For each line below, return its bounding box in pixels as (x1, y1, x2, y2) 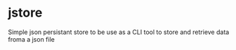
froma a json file (8, 35, 55, 43)
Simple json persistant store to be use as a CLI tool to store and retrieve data (8, 28, 230, 36)
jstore (8, 5, 43, 21)
